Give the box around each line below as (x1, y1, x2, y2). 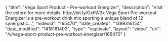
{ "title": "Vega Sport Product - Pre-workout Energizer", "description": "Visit (5, 5, 163, 10)
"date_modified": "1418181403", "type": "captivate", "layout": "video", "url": (5, 26, 161, 32)
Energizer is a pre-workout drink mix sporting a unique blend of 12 (5, 15, 143, 21)
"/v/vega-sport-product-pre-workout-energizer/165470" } (5, 31, 126, 37)
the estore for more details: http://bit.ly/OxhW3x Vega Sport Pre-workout (5, 10, 157, 16)
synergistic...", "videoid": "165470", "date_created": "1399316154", (5, 20, 143, 26)
